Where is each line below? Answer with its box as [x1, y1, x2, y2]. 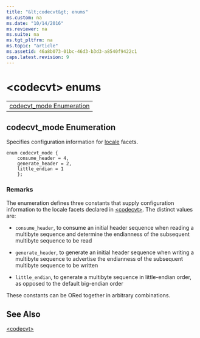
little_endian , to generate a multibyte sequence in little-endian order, [15, 273, 191, 280]
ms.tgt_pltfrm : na [6, 37, 53, 43]
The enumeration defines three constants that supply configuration [6, 199, 174, 207]
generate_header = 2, [17, 160, 72, 167]
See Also [6, 309, 41, 320]
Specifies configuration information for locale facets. [6, 138, 139, 146]
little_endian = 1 [17, 166, 64, 172]
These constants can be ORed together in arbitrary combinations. [6, 291, 171, 298]
